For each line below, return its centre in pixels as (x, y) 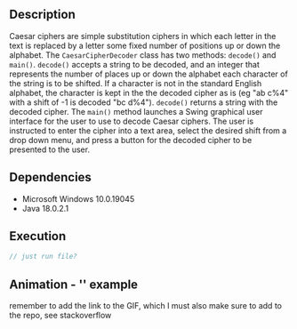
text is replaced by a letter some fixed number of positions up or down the (145, 45)
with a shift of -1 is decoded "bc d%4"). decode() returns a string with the (144, 102)
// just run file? (43, 257)
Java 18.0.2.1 (45, 208)
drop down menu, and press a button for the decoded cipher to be (131, 140)
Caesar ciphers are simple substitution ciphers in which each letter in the (143, 36)
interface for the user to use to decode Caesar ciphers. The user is (132, 121)
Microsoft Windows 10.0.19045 (78, 198)
